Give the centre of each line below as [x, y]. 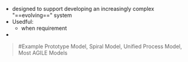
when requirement [44, 28]
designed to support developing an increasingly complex [83, 9]
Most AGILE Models [43, 53]
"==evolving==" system [42, 15]
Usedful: [23, 22]
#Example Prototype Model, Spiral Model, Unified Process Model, [100, 46]
